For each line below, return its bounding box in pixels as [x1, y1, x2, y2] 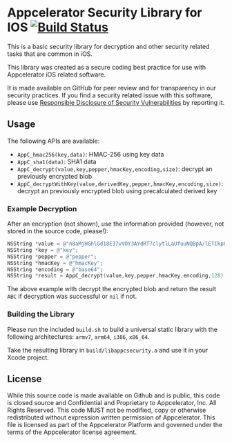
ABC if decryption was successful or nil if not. [7, 292, 137, 301]
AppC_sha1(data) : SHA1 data [17, 157, 97, 166]
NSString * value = [7, 240, 60, 248]
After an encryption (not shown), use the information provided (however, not [7, 219, 224, 228]
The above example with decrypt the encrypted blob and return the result [7, 285, 216, 293]
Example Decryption [7, 204, 77, 213]
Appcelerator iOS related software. [7, 70, 106, 79]
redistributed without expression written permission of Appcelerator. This [7, 413, 215, 422]
